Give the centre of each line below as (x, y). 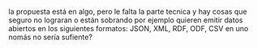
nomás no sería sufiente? (51, 37)
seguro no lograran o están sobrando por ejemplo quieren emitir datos (126, 20)
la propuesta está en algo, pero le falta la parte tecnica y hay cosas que (128, 12)
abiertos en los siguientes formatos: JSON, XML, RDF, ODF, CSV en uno (128, 28)
